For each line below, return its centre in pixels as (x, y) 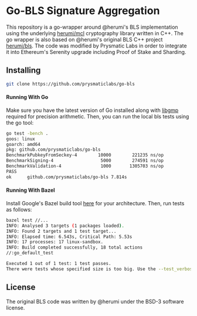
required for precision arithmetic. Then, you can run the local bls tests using (98, 116)
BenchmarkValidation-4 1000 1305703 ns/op (85, 166)
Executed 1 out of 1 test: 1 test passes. (59, 264)
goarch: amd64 (23, 144)
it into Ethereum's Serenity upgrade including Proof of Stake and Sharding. (96, 52)
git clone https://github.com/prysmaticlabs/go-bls (70, 84)
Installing (23, 71)
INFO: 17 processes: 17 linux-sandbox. (55, 242)
